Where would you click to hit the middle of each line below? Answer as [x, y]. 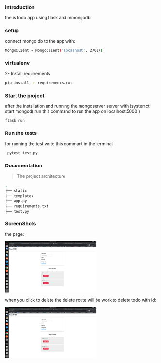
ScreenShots [21, 224]
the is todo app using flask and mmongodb [48, 18]
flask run [15, 120]
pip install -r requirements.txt [39, 83]
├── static [16, 191]
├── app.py [16, 201]
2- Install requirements [28, 73]
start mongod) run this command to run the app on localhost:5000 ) [73, 111]
